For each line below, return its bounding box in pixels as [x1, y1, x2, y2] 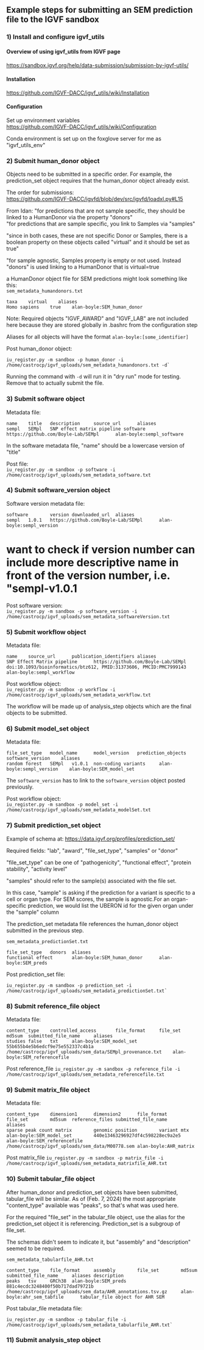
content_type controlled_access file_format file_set [6, 1027, 181, 1034]
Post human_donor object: [6, 345, 72, 352]
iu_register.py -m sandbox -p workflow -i [6, 687, 116, 693]
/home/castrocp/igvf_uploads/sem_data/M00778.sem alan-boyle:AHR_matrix [6, 1144, 195, 1150]
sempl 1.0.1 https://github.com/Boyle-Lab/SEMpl [6, 517, 143, 523]
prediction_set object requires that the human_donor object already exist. [6, 177, 190, 184]
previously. [6, 783, 34, 790]
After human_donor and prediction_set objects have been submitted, [6, 1188, 178, 1196]
